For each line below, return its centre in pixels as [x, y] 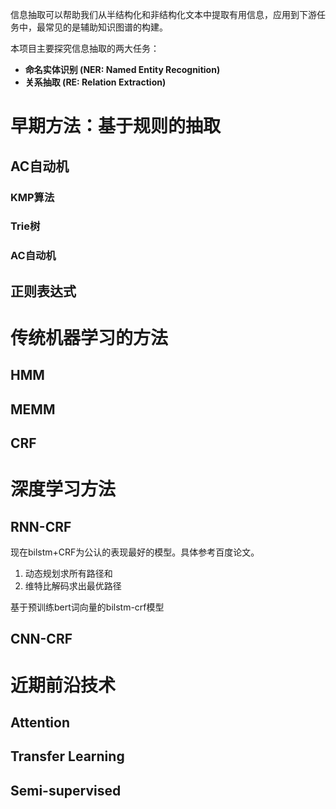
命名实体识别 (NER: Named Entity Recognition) [122, 69]
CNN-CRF [41, 639]
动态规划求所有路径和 [68, 574]
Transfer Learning [67, 756]
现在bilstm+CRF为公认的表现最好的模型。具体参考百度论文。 [135, 552]
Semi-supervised [66, 790]
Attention [40, 723]
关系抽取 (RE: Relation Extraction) [95, 82]
